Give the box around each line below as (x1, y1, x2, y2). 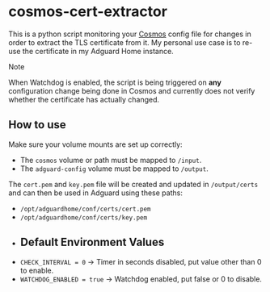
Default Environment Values (19, 236, 165, 249)
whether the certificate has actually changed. (8, 94, 160, 104)
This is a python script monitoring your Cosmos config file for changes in (8, 29, 252, 39)
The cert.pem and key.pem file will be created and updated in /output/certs (8, 179, 259, 189)
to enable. (19, 265, 54, 275)
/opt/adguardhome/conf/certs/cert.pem (19, 205, 151, 213)
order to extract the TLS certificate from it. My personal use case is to (8, 37, 241, 47)
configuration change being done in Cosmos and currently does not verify (8, 86, 255, 95)
